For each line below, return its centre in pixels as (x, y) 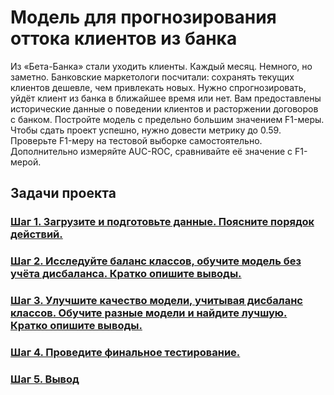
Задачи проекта (63, 193)
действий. (36, 234)
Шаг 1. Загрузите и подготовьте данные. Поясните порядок (162, 222)
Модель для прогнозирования (143, 17)
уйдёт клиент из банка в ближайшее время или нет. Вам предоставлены (166, 98)
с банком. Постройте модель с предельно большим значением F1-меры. (167, 119)
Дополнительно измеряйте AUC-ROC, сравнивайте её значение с (151, 151)
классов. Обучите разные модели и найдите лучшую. (149, 313)
